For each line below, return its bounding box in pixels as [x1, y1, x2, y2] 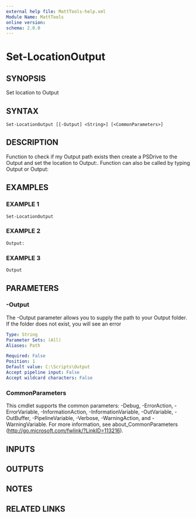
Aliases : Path [6, 343, 41, 348]
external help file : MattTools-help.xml [6, 8, 106, 15]
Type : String [6, 331, 38, 337]
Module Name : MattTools [6, 14, 64, 20]
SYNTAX [6, 106, 39, 116]
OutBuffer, [6, 415, 31, 422]
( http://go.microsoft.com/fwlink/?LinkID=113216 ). [6, 427, 124, 434]
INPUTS [6, 444, 35, 454]
